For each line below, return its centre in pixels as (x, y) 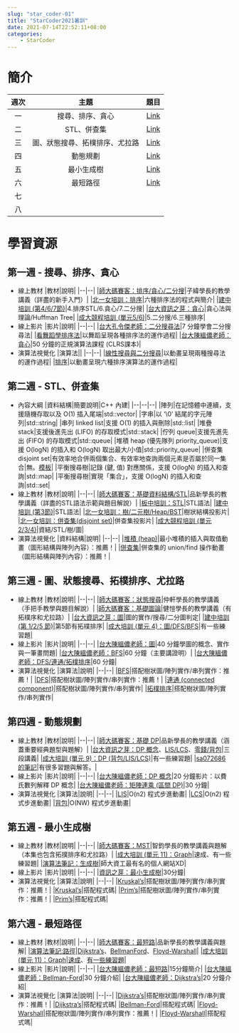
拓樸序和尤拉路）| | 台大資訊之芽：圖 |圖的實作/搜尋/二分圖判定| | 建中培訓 (123, 617)
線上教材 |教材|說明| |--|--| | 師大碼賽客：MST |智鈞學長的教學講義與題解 (122, 846)
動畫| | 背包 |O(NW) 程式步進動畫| (84, 802)
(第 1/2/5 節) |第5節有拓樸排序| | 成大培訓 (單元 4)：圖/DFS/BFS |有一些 (118, 626)
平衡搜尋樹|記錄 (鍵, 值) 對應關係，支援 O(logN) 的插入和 (139, 467)
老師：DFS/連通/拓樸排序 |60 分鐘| (67, 661)
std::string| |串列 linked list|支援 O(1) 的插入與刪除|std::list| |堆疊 (119, 423)
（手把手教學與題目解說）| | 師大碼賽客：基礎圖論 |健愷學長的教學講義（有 (124, 608)
